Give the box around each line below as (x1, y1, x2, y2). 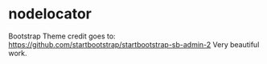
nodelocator (8, 5, 92, 23)
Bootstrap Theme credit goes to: (8, 31, 116, 41)
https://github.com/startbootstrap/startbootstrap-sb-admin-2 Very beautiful (8, 39, 260, 49)
